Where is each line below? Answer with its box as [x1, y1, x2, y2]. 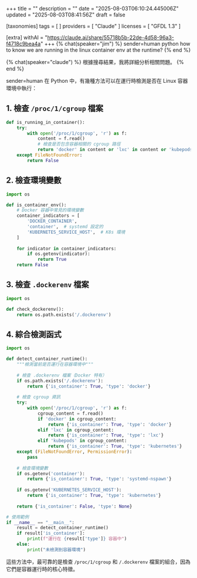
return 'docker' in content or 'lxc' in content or [37, 147, 167, 153]
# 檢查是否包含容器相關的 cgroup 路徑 [37, 141, 121, 147]
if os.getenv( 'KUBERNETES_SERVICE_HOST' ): [16, 487, 122, 493]
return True [37, 257, 67, 263]
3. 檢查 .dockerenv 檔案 [6, 280, 89, 290]
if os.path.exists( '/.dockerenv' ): [16, 378, 104, 384]
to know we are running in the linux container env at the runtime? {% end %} [6, 46, 191, 53]
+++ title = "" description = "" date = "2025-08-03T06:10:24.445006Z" [6, 5, 179, 12]
